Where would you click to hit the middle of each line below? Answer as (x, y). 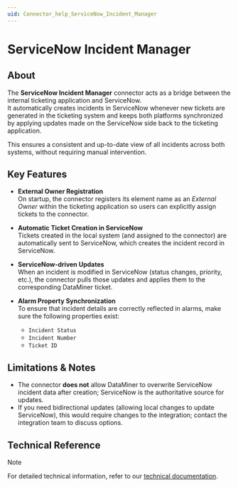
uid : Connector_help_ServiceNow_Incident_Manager (82, 14)
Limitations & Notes (52, 368)
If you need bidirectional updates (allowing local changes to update (116, 408)
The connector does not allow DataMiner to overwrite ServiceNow (115, 385)
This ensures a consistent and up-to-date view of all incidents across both (116, 144)
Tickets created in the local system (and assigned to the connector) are (122, 235)
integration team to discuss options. (70, 423)
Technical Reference (54, 445)
